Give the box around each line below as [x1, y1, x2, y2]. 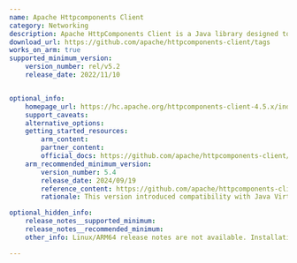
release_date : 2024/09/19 [41, 176, 137, 185]
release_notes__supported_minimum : [25, 217, 156, 226]
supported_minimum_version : [9, 54, 113, 63]
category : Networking [9, 21, 89, 30]
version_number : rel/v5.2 [25, 63, 121, 71]
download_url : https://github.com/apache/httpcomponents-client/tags [9, 37, 271, 47]
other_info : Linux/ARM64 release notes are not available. [25, 233, 247, 242]
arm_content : [41, 135, 89, 144]
